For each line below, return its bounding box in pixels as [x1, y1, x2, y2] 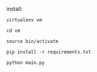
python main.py [6, 60, 45, 66]
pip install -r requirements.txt [6, 49, 92, 55]
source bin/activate [6, 38, 59, 45]
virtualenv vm [6, 17, 43, 23]
